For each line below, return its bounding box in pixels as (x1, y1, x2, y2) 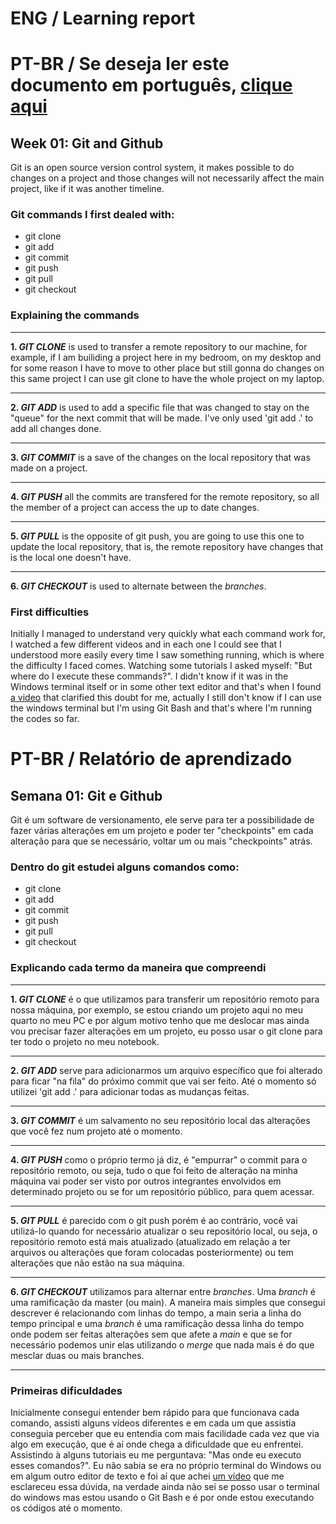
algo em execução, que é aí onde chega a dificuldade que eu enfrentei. (10, 1438, 304, 1450)
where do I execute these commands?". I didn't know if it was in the (10, 670, 289, 682)
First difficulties (10, 605, 90, 619)
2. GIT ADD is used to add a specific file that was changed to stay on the (10, 401, 310, 413)
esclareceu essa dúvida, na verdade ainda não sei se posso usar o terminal (10, 1480, 320, 1492)
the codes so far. (10, 713, 80, 725)
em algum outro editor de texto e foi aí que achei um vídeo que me (10, 1470, 285, 1482)
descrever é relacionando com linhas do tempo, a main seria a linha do (10, 1307, 302, 1319)
